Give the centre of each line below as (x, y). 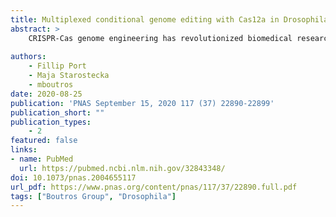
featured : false (44, 141)
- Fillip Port (57, 66)
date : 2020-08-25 (46, 94)
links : (24, 150)
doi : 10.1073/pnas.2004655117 (73, 177)
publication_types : (51, 122)
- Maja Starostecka (69, 76)
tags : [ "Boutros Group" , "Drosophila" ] (93, 196)
